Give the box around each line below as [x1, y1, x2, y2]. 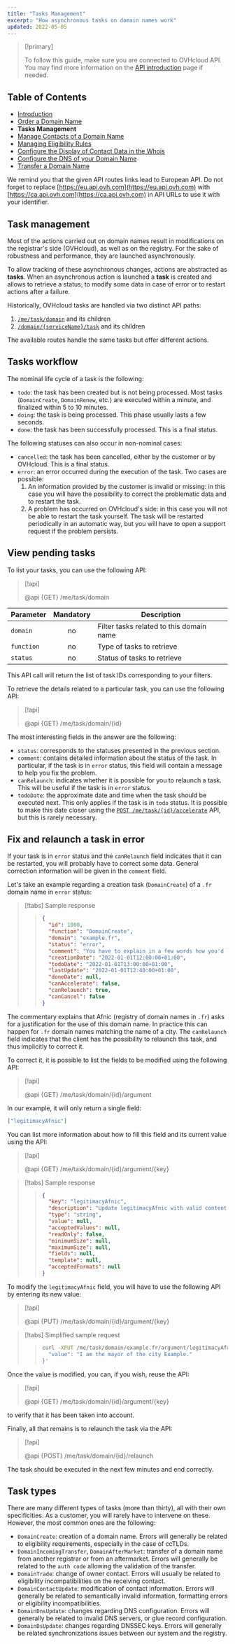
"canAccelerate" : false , [48, 980, 121, 988]
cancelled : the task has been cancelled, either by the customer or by [17, 453, 215, 461]
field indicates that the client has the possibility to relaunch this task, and [7, 1035, 217, 1043]
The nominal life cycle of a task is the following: [7, 374, 144, 382]
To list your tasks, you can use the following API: [7, 565, 147, 574]
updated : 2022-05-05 [7, 23, 68, 30]
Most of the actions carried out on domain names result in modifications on [7, 237, 224, 245]
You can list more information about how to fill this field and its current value [7, 1130, 227, 1138]
